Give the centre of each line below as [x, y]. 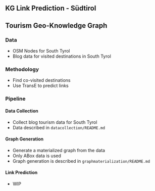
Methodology [22, 69]
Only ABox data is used [37, 156]
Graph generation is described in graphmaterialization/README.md [81, 161]
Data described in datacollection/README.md [59, 127]
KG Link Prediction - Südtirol [51, 8]
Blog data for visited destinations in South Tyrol [62, 56]
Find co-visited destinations [41, 80]
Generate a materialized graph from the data [59, 150]
